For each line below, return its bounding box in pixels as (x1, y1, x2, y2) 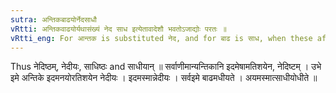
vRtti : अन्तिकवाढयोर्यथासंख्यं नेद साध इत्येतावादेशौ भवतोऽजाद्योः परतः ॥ (10, 24, 227, 34)
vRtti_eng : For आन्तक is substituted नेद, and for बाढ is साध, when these (10, 33, 313, 43)
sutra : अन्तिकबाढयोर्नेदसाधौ (10, 14, 98, 25)
